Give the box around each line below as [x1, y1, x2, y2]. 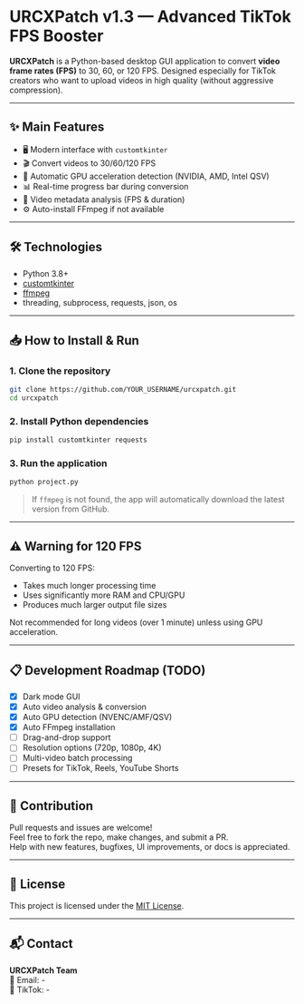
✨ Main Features [9, 120, 105, 135]
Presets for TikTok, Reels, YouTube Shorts [22, 763, 179, 774]
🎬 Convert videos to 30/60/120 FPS [22, 157, 157, 169]
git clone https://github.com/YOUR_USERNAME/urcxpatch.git [9, 385, 237, 395]
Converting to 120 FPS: [9, 562, 95, 573]
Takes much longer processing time [22, 580, 157, 591]
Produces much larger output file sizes [22, 599, 167, 610]
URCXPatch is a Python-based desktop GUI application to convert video [9, 55, 280, 66]
